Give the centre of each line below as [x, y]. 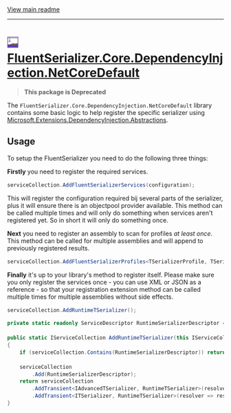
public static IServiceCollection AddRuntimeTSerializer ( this [98, 338]
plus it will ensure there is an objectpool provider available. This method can [115, 205]
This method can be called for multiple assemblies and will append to [105, 241]
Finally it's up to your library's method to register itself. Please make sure [111, 275]
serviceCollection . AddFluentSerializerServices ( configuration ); [101, 185]
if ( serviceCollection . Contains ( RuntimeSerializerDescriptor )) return [123, 352]
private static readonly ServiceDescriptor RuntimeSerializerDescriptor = [117, 324]
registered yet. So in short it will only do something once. [88, 220]
